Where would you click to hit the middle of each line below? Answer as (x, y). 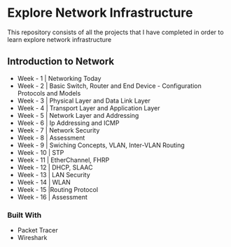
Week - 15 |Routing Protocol (58, 189)
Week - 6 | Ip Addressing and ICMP (68, 123)
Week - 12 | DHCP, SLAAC (55, 167)
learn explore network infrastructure (59, 39)
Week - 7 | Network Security (58, 130)
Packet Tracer (37, 230)
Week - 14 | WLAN (44, 182)
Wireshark (32, 238)
